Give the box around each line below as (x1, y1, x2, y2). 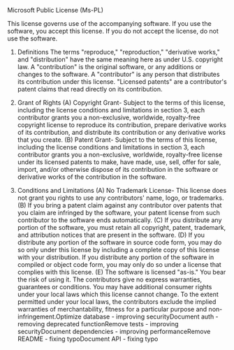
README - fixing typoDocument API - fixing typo (17, 335, 159, 343)
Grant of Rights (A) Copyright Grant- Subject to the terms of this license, (17, 99, 226, 107)
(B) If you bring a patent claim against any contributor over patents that (17, 201, 222, 209)
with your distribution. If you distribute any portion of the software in (17, 253, 214, 261)
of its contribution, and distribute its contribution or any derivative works (17, 129, 226, 136)
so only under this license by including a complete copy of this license (17, 246, 220, 254)
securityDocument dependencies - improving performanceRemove (17, 328, 211, 335)
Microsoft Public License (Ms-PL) (7, 6, 103, 14)
